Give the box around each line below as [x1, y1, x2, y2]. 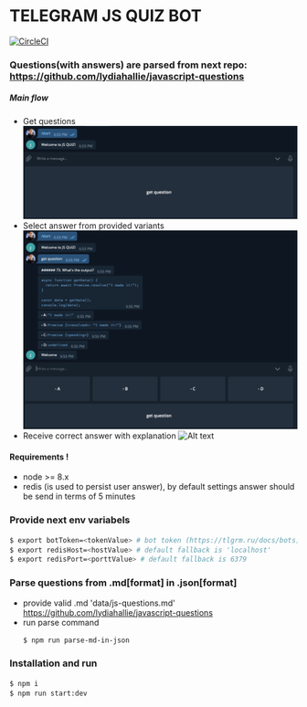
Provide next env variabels [9, 513, 131, 526]
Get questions [22, 115, 76, 126]
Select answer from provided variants [22, 220, 164, 231]
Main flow [9, 92, 48, 103]
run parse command [22, 617, 100, 628]
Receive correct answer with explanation [22, 430, 176, 441]
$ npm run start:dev [9, 689, 89, 698]
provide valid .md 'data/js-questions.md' [22, 597, 175, 608]
